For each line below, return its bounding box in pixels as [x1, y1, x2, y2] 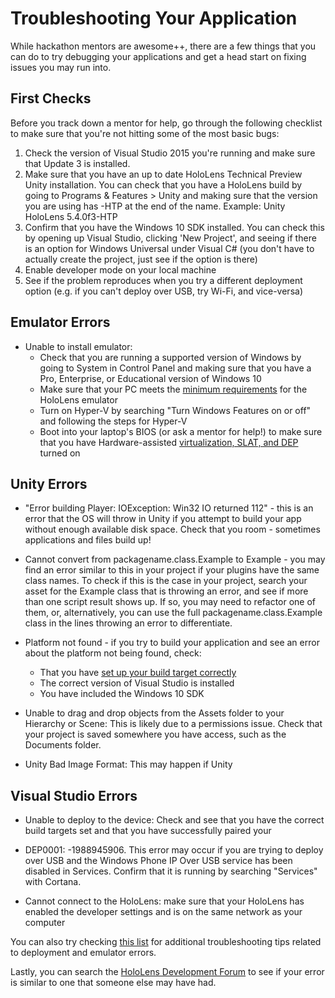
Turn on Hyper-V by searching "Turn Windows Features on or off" [39, 404, 312, 416]
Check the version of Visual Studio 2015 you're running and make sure [24, 147, 316, 159]
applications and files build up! [24, 534, 152, 546]
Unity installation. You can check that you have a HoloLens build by [24, 178, 303, 191]
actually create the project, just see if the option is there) [24, 253, 258, 265]
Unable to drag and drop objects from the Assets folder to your [24, 707, 285, 719]
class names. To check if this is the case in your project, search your [24, 575, 308, 587]
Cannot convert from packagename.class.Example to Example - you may [24, 553, 326, 566]
